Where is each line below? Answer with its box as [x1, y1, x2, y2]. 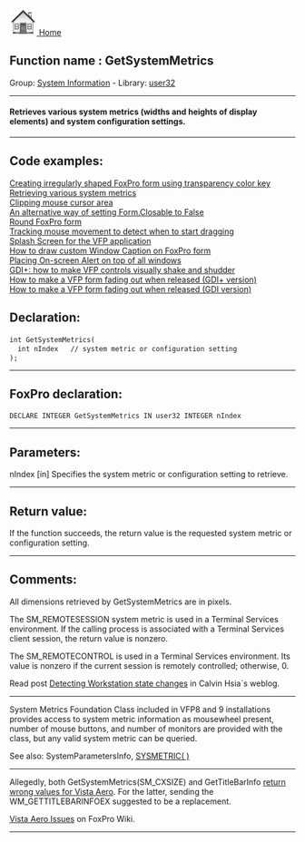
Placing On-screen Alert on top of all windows [9, 254, 182, 266]
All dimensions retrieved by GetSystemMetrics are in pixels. [9, 596, 232, 607]
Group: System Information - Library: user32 [9, 77, 176, 88]
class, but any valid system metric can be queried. [9, 732, 198, 743]
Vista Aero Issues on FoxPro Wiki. [9, 813, 136, 824]
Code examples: [9, 153, 103, 169]
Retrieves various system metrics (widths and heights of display [9, 106, 258, 117]
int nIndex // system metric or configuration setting [17, 344, 238, 353]
